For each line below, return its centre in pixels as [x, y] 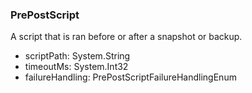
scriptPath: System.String [77, 56]
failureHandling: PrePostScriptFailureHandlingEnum [130, 77]
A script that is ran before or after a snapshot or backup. [126, 37]
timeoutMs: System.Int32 [76, 67]
